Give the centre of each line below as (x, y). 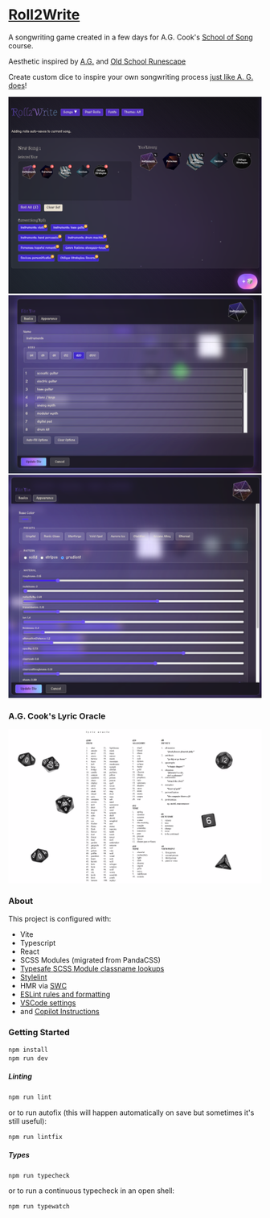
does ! (18, 85)
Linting (20, 1076)
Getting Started (39, 1032)
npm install (28, 1050)
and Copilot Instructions (59, 1011)
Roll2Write (44, 15)
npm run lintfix (35, 1137)
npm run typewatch (39, 1207)
